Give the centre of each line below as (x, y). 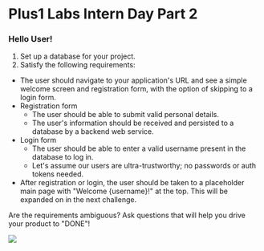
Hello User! (30, 39)
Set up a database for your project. (78, 56)
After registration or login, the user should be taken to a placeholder (132, 183)
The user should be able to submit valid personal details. (125, 115)
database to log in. (63, 157)
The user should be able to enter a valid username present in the (139, 148)
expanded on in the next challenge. (78, 200)
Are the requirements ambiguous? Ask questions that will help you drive (127, 215)
